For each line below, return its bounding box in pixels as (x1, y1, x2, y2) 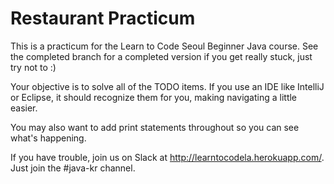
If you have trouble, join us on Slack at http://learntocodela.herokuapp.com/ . (10, 151, 325, 163)
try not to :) (10, 61, 57, 73)
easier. (10, 102, 38, 114)
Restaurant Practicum (10, 7, 196, 30)
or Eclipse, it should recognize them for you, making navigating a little (10, 91, 298, 103)
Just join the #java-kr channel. (10, 162, 136, 174)
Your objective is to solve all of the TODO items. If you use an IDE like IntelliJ (10, 80, 325, 92)
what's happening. (10, 132, 87, 144)
